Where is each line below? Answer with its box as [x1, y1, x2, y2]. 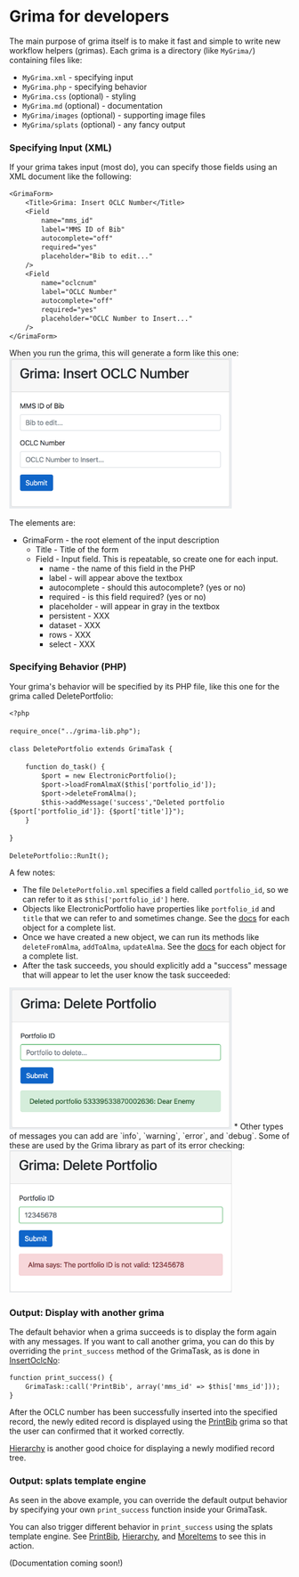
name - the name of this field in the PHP [48, 563, 196, 574]
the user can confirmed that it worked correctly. [9, 1426, 185, 1436]
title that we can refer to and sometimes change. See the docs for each [21, 912, 290, 923]
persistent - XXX [48, 610, 109, 621]
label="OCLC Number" [41, 288, 117, 297]
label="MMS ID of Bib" [41, 225, 125, 234]
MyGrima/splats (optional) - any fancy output [21, 118, 186, 130]
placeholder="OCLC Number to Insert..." [41, 315, 193, 323]
